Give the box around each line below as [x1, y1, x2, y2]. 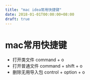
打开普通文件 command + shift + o [12, 63, 83, 69]
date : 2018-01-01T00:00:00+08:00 [5, 12, 75, 17]
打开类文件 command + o [12, 57, 64, 63]
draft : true [5, 16, 30, 21]
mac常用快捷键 [5, 39, 67, 51]
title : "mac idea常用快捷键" [5, 7, 62, 12]
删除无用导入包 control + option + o [12, 69, 86, 75]
